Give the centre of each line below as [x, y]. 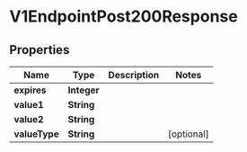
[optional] [188, 134]
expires [30, 90]
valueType [37, 134]
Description [134, 75]
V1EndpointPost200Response [123, 17]
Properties [40, 50]
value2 [29, 119]
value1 [29, 105]
